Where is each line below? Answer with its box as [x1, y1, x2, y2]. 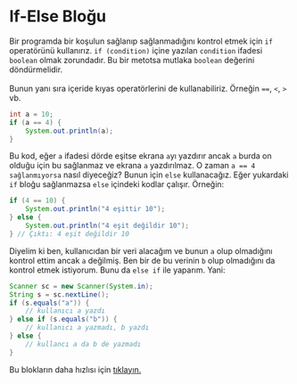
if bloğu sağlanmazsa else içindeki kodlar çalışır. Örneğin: [9, 179, 225, 190]
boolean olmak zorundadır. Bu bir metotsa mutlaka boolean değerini [9, 54, 255, 65]
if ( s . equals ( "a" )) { [9, 298, 90, 307]
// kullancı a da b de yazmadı [25, 339, 142, 348]
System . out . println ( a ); [25, 127, 114, 135]
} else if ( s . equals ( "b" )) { [9, 315, 118, 324]
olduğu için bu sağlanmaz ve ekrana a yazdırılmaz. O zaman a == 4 [9, 160, 256, 171]
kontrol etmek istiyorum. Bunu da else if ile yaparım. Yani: [9, 265, 226, 275]
